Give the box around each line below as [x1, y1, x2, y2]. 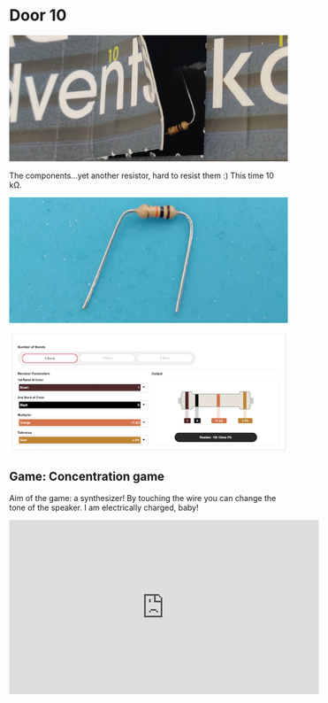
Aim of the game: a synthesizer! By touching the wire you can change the [9, 492, 277, 503]
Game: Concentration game [9, 469, 165, 484]
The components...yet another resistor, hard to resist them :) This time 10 [9, 170, 274, 181]
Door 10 [9, 5, 67, 26]
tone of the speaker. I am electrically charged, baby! [9, 502, 199, 513]
